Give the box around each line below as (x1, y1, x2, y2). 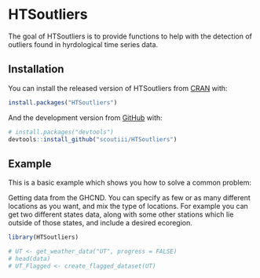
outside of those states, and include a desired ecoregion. (8, 218, 192, 228)
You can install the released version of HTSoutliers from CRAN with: (8, 83, 228, 93)
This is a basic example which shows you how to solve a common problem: (8, 178, 251, 188)
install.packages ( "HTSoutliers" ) (8, 98, 118, 107)
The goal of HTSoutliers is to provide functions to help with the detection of (8, 31, 253, 41)
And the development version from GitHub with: (8, 112, 163, 123)
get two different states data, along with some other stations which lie (8, 210, 234, 219)
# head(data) (8, 254, 51, 262)
